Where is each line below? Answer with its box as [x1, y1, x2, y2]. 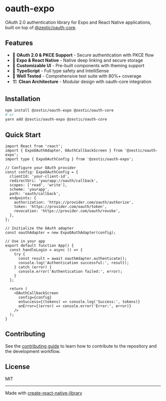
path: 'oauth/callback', [9, 191, 61, 196]
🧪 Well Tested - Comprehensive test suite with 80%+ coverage [12, 73, 142, 79]
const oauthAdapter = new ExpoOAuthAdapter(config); [5, 230, 116, 235]
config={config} [18, 295, 52, 300]
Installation [5, 95, 41, 103]
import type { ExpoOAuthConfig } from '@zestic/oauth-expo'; [5, 157, 134, 161]
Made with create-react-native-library [5, 390, 83, 396]
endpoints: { [9, 196, 37, 200]
